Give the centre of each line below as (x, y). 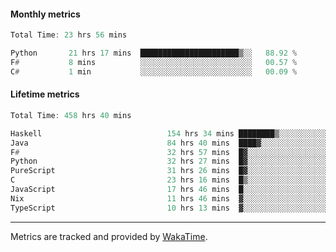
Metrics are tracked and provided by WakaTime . (109, 236)
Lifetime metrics (45, 94)
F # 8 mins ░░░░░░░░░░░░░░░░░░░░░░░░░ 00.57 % (154, 62)
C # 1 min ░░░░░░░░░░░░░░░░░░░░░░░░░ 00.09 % (154, 71)
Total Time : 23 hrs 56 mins (69, 35)
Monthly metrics (45, 14)
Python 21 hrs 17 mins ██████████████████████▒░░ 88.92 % (154, 53)
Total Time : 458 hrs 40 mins (71, 115)
